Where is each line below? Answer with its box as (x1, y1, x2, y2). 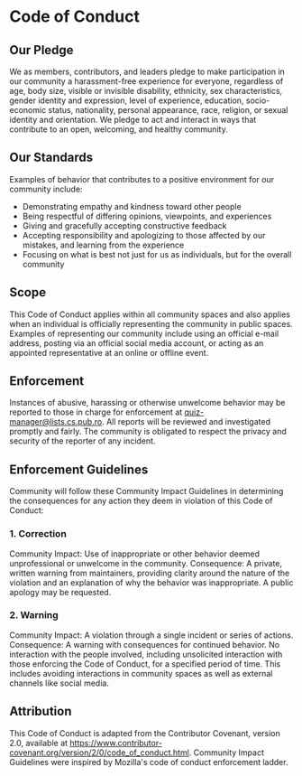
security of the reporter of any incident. (9, 435, 156, 446)
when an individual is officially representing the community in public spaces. (9, 318, 293, 329)
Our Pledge (9, 42, 74, 58)
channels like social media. (9, 678, 110, 688)
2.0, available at (9, 737, 69, 748)
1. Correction (9, 528, 68, 540)
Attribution (9, 704, 72, 719)
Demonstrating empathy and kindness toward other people (22, 201, 242, 211)
